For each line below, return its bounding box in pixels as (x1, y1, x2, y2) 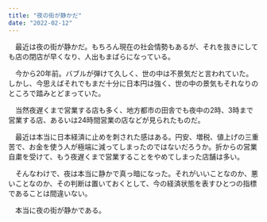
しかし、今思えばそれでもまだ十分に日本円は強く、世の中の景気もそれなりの (8, 78, 259, 88)
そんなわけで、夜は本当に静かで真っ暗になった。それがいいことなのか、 (14, 168, 252, 178)
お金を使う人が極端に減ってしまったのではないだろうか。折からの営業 (29, 142, 258, 151)
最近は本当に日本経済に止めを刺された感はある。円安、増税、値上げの (14, 132, 245, 141)
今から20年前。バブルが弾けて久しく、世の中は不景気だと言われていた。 (14, 68, 253, 78)
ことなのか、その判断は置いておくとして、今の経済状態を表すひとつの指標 (14, 178, 257, 188)
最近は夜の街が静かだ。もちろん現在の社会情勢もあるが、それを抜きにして (14, 41, 258, 52)
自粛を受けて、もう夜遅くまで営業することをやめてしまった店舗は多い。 (8, 151, 245, 161)
